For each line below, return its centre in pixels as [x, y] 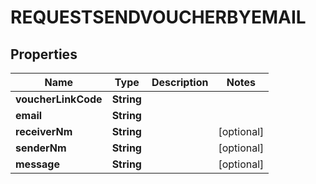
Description [180, 82]
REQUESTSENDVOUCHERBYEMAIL [158, 17]
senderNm [41, 148]
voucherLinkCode [59, 99]
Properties [44, 54]
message [37, 164]
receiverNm [44, 131]
